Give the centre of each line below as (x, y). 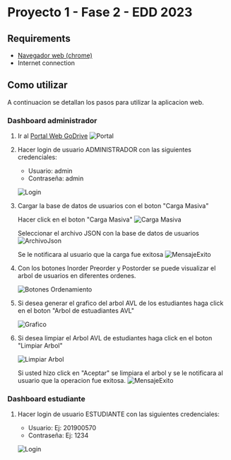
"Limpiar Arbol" (40, 346)
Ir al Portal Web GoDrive (53, 136)
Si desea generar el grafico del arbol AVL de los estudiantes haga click (120, 303)
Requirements (39, 39)
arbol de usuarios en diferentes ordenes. (77, 276)
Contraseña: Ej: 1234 (58, 435)
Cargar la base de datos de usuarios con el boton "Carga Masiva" (113, 206)
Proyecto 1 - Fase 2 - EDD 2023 (100, 12)
